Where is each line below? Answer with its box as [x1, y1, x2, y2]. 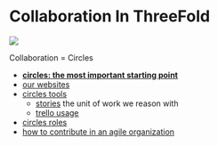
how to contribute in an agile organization [21, 126, 175, 137]
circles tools [21, 88, 68, 99]
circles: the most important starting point [21, 69, 178, 80]
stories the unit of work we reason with [35, 98, 179, 109]
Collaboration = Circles [9, 52, 93, 63]
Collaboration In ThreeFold [9, 6, 211, 27]
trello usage [35, 107, 79, 118]
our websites [21, 78, 70, 90]
